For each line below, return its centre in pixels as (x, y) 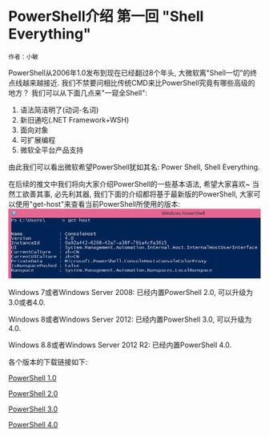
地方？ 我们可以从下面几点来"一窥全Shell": (78, 92)
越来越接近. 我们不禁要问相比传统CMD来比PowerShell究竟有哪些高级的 (139, 83)
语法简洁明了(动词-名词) (59, 110)
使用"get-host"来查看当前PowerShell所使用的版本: (98, 204)
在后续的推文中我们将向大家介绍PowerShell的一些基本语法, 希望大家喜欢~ (129, 184)
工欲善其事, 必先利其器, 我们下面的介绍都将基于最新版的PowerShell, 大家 (134, 194)
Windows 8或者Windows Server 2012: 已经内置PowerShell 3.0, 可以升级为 (130, 319)
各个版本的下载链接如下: (48, 362)
